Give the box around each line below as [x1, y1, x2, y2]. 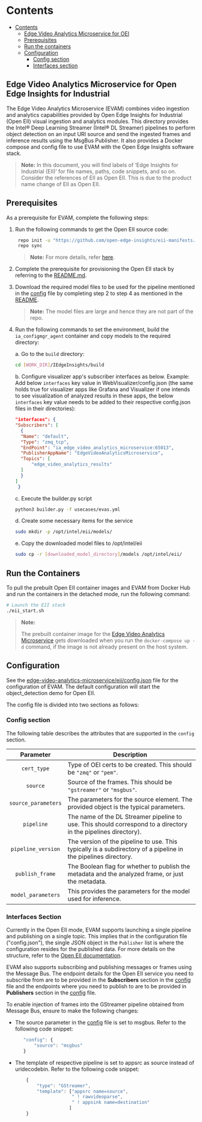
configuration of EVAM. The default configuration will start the [6, 683, 161, 690]
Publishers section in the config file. [6, 989, 97, 997]
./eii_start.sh [6, 608, 44, 614]
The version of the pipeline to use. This [67, 837, 177, 846]
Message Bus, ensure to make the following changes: [6, 1007, 139, 1015]
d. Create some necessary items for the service [14, 517, 133, 525]
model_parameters [11, 891, 61, 898]
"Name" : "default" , [20, 433, 70, 440]
